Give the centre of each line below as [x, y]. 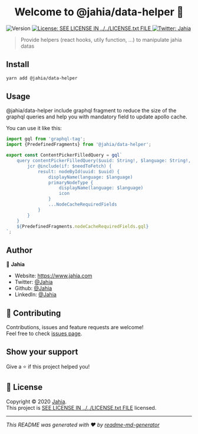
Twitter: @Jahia [34, 282]
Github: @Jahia [33, 289]
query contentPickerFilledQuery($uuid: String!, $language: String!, [104, 161]
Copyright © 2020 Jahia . [36, 401]
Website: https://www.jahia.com [53, 276]
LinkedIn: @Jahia [36, 294]
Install [18, 64]
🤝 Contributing [34, 313]
